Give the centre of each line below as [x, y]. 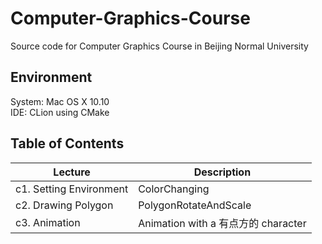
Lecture [72, 172]
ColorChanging [174, 189]
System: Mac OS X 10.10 [60, 101]
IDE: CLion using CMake [60, 112]
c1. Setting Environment [72, 189]
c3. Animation [48, 222]
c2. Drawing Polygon [64, 205]
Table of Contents [67, 143]
